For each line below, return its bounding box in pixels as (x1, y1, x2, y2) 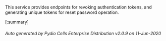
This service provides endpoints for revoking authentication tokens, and (5, 4, 152, 10)
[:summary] (5, 19, 29, 25)
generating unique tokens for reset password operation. (5, 9, 119, 15)
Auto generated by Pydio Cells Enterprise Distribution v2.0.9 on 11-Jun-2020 (5, 30, 162, 36)
